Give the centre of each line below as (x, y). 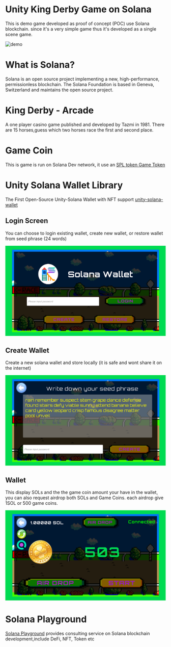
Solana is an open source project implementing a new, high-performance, (82, 79)
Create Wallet (27, 350)
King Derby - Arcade (50, 110)
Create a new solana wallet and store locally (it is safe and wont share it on (83, 363)
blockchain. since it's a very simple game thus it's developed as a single (81, 29)
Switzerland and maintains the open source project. (59, 90)
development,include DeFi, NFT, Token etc (50, 639)
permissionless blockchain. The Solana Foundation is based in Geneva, (80, 84)
